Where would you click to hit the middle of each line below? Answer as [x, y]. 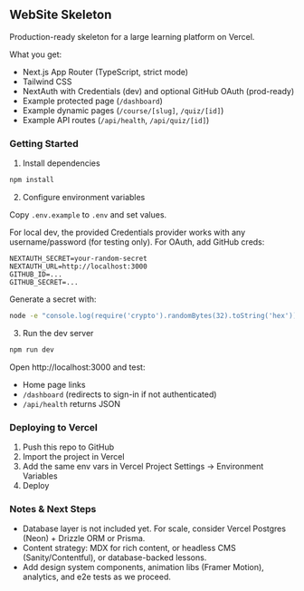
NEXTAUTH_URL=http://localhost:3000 [78, 266]
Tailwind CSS [47, 82]
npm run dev [32, 349]
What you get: [36, 54]
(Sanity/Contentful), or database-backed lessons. [114, 557]
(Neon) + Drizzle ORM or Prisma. [84, 538]
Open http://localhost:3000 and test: [77, 367]
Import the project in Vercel [73, 457]
